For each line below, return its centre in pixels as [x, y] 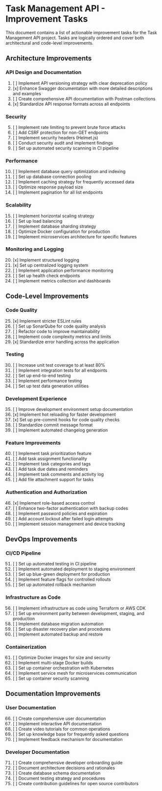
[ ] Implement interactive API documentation [57, 723]
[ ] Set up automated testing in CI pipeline [55, 564]
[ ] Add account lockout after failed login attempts [63, 518]
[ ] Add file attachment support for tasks [53, 480]
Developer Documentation [38, 752]
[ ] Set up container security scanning [51, 678]
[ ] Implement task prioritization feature [52, 454]
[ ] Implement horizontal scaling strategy [53, 216]
